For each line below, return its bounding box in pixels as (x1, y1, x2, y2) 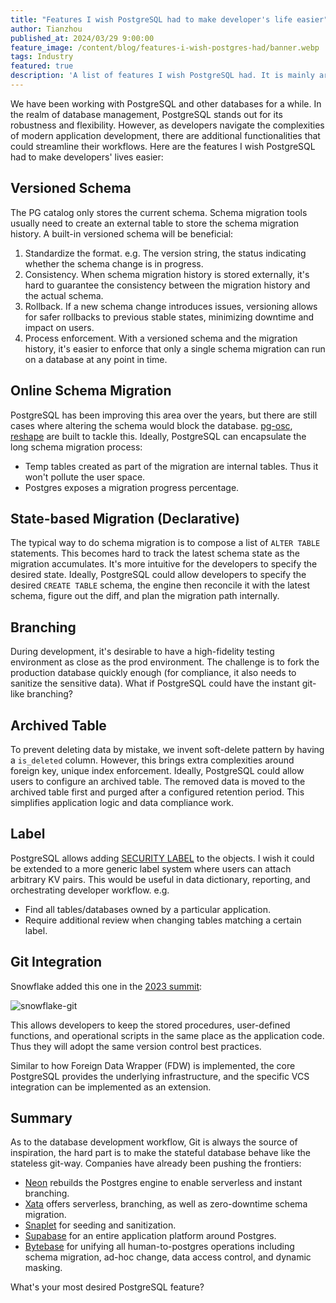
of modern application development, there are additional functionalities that (10, 129, 321, 141)
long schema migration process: (10, 441, 143, 453)
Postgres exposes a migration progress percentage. (24, 481, 240, 493)
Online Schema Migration (10, 382, 172, 400)
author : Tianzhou (10, 24, 83, 34)
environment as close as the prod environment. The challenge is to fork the (10, 656, 320, 668)
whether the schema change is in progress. (24, 257, 204, 270)
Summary (10, 1109, 73, 1126)
